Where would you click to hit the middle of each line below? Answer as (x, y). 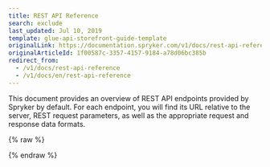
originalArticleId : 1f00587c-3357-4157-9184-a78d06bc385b (107, 53)
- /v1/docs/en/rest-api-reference (73, 75)
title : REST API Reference (53, 16)
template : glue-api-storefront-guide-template (88, 38)
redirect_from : (34, 61)
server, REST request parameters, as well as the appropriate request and (129, 115)
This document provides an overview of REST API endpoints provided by (129, 98)
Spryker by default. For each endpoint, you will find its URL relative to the (129, 107)
